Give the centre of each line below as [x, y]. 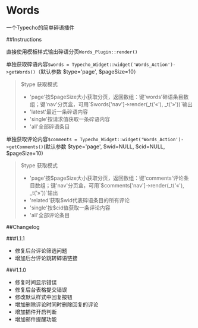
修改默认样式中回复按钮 [43, 297]
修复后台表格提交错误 [41, 289]
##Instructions [24, 39]
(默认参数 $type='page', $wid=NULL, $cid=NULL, [104, 147]
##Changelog [23, 227]
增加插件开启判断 [36, 311]
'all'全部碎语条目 [50, 126]
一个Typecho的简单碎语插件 [40, 27]
